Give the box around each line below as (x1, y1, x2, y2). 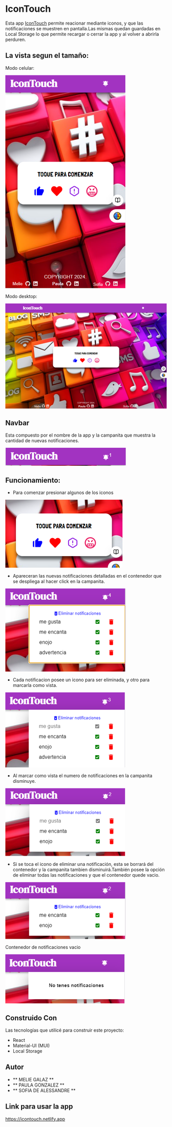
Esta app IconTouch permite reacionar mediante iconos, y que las (5, 20, 143, 26)
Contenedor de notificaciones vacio (5, 944, 81, 951)
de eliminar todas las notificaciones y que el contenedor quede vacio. (12, 872, 160, 878)
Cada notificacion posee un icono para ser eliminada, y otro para (12, 677, 150, 683)
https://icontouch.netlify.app (5, 1116, 66, 1122)
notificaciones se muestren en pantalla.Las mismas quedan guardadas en (5, 25, 161, 31)
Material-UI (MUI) (12, 1042, 50, 1049)
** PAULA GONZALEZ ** (12, 1082, 65, 1088)
